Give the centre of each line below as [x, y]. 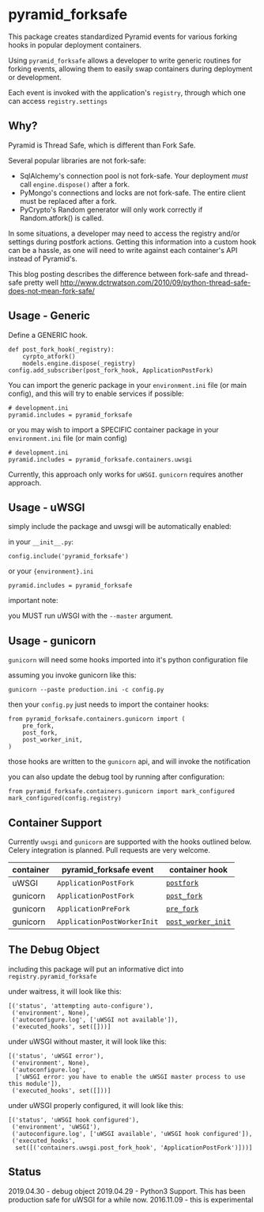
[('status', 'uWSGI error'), [56, 1056]
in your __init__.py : [41, 542]
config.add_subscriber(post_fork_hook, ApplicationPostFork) [111, 370]
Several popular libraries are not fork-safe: [77, 160]
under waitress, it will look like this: [65, 991]
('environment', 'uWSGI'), [56, 1127]
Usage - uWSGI [47, 507]
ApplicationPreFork [93, 909]
